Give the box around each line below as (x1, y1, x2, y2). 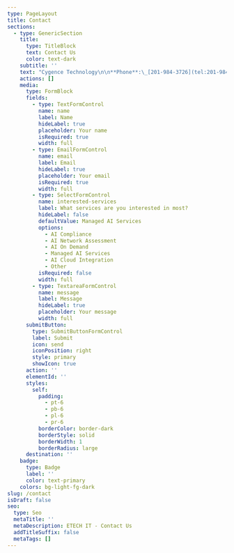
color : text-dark (25, 56, 77, 63)
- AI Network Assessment (44, 237, 117, 244)
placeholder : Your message (38, 308, 117, 316)
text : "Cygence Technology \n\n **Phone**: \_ (19, 68, 148, 75)
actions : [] (19, 75, 54, 82)
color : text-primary (25, 477, 86, 484)
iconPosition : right (32, 347, 92, 354)
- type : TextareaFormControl (32, 282, 117, 289)
